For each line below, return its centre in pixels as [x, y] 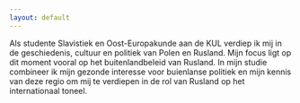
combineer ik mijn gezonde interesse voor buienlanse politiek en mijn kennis [150, 72]
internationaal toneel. [49, 90]
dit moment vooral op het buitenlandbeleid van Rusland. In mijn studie [138, 62]
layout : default [40, 17]
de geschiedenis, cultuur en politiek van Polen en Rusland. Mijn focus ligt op [150, 52]
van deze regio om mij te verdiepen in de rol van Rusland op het [127, 81]
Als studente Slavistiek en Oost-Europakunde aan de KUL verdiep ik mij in [146, 43]
